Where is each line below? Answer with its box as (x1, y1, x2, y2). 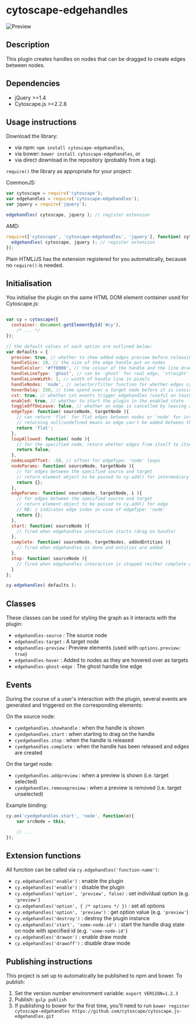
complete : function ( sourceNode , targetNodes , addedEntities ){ (11, 539, 171, 545)
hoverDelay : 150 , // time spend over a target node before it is (11, 387, 174, 393)
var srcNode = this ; (16, 818, 66, 824)
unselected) (14, 790, 44, 797)
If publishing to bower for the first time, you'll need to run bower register (14, 1002, 190, 1009)
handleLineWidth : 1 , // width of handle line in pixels (11, 376, 150, 382)
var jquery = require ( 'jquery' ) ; (6, 201, 87, 208)
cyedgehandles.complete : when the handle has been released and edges (14, 742, 190, 749)
